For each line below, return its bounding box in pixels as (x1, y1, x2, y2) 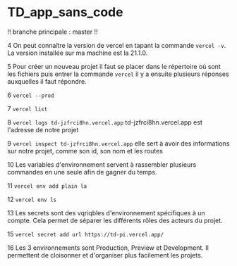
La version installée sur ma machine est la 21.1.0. (7, 49, 148, 57)
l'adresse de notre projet (7, 125, 79, 134)
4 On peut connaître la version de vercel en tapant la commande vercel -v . (7, 41, 226, 49)
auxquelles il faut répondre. (7, 77, 87, 85)
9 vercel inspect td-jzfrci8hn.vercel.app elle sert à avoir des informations (7, 139, 230, 148)
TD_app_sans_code (7, 4, 123, 20)
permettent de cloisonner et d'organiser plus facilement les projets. (7, 251, 203, 259)
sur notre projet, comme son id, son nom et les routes (7, 146, 164, 155)
